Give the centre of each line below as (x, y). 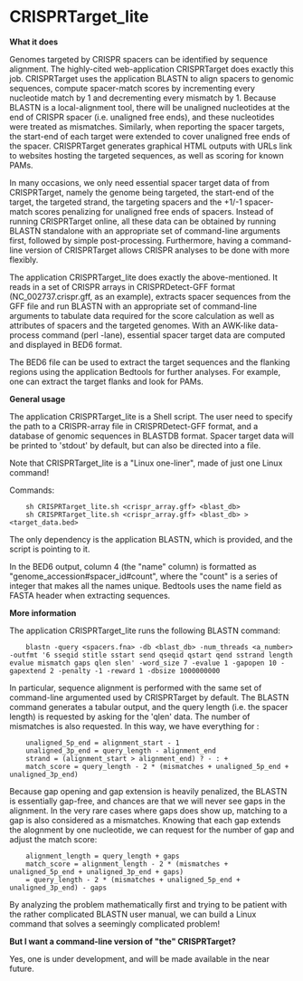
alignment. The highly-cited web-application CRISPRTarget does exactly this (151, 69)
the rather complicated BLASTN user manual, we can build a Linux (133, 914)
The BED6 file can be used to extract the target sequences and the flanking (150, 362)
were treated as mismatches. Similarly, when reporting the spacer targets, (147, 126)
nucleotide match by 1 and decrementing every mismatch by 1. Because (143, 98)
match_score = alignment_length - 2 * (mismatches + (127, 864)
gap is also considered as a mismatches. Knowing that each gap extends (145, 820)
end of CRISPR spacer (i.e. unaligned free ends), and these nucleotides (142, 117)
